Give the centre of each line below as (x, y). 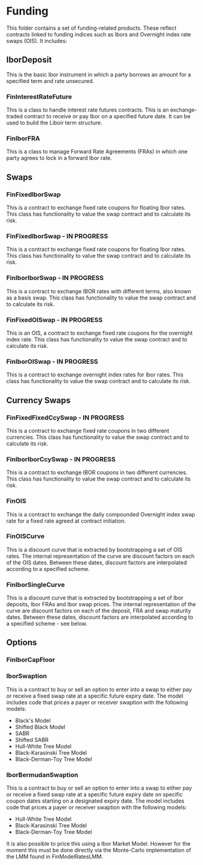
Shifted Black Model (40, 727)
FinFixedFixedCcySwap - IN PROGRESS (65, 418)
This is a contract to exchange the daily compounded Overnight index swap (101, 514)
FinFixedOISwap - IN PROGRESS (55, 319)
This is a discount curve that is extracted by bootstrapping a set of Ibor (95, 598)
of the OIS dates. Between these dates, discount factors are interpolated (97, 563)
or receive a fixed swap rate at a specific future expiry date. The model (95, 696)
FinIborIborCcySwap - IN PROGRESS (61, 459)
